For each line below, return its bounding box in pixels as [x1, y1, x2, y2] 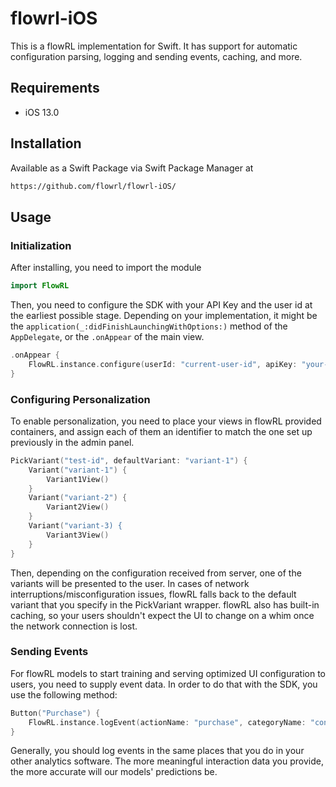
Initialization [10, 238, 72, 252]
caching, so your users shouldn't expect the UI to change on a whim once [10, 609, 315, 621]
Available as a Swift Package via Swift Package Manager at [10, 162, 254, 174]
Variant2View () [46, 502, 110, 512]
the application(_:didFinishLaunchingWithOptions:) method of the [10, 320, 288, 332]
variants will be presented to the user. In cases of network [10, 577, 250, 589]
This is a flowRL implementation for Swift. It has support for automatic [10, 40, 298, 52]
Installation [10, 135, 82, 152]
